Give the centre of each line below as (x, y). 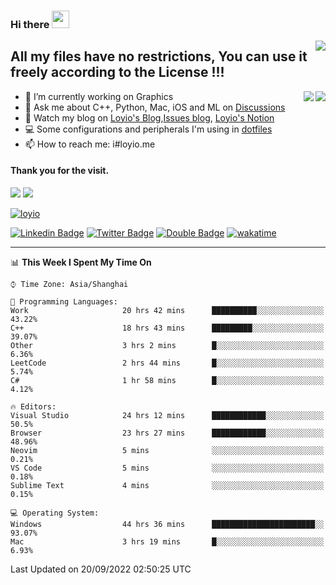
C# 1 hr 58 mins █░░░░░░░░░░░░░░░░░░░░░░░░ (167, 380)
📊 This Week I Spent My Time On (81, 262)
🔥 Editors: (33, 406)
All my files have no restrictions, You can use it (159, 56)
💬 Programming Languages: (64, 301)
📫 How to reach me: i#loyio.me (90, 144)
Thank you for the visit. (60, 171)
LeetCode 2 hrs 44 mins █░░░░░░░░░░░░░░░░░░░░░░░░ (167, 363)
